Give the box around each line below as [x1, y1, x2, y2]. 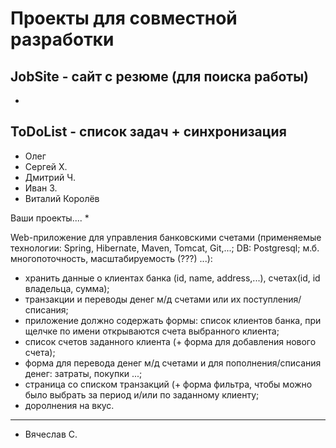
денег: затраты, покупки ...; [24, 367, 143, 379]
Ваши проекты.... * [10, 212, 90, 224]
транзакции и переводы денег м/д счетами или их [24, 293, 242, 305]
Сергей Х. [24, 160, 68, 172]
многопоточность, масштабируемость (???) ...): [10, 252, 213, 264]
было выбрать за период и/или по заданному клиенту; [24, 388, 260, 401]
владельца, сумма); [24, 282, 110, 294]
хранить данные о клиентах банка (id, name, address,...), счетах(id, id [24, 272, 321, 284]
